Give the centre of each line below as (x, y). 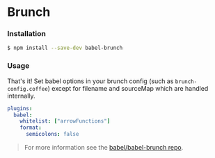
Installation (27, 34)
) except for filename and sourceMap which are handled (128, 88)
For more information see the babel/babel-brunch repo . (104, 148)
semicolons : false (52, 134)
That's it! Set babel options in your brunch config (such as (90, 81)
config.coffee (28, 89)
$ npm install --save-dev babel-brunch (65, 48)
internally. (22, 96)
